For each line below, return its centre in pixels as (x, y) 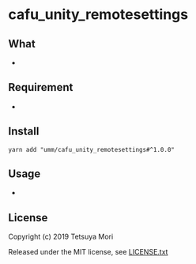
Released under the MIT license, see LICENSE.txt (88, 252)
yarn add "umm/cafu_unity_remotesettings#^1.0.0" (92, 149)
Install (24, 132)
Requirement (41, 87)
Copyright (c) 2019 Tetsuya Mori (61, 237)
